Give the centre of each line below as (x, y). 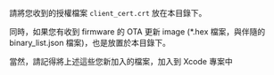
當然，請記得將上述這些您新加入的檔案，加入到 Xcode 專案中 (121, 61)
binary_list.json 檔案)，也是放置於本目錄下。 (90, 43)
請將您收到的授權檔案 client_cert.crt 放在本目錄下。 (108, 13)
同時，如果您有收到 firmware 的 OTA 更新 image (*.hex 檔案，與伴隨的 (137, 32)
